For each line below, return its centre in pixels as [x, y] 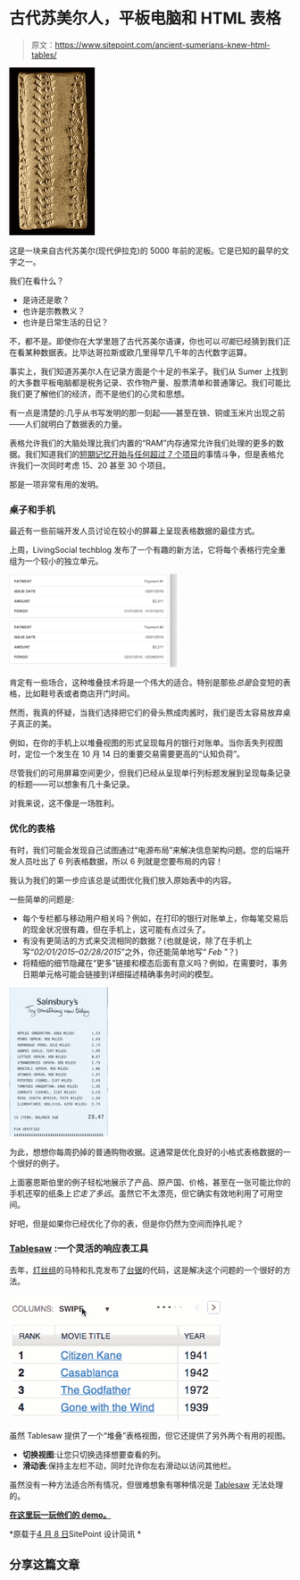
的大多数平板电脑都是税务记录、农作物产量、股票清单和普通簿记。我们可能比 [150, 382]
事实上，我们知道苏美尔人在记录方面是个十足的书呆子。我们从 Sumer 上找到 [149, 371]
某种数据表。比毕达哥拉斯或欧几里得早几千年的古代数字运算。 [138, 352]
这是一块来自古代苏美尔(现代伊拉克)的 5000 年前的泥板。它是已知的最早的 [145, 251]
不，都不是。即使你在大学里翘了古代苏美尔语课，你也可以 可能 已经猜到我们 [146, 341]
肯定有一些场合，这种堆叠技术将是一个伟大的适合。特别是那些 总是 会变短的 [146, 683]
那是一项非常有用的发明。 [56, 484]
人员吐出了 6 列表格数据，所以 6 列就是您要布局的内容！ [120, 861]
